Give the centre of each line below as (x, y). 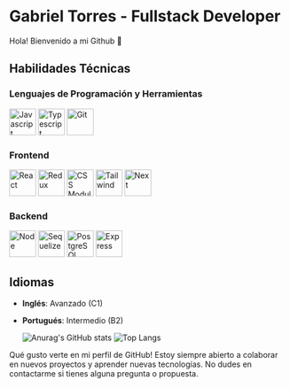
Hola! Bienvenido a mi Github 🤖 (66, 41)
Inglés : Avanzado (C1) (63, 304)
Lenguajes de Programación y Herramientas (106, 94)
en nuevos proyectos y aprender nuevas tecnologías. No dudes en (131, 364)
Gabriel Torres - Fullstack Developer (145, 16)
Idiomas (32, 282)
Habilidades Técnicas (70, 69)
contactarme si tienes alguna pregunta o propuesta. (104, 374)
